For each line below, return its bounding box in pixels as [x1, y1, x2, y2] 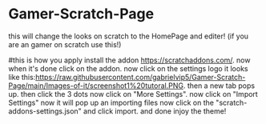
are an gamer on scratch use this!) [8, 39, 122, 49]
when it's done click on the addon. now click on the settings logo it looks [8, 63, 248, 73]
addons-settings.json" [8, 106, 82, 116]
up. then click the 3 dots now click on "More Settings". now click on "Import [8, 89, 258, 98]
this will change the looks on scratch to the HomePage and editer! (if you [8, 31, 249, 41]
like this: [8, 72, 36, 82]
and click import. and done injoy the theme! [83, 106, 227, 116]
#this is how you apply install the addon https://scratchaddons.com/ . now [8, 55, 251, 65]
